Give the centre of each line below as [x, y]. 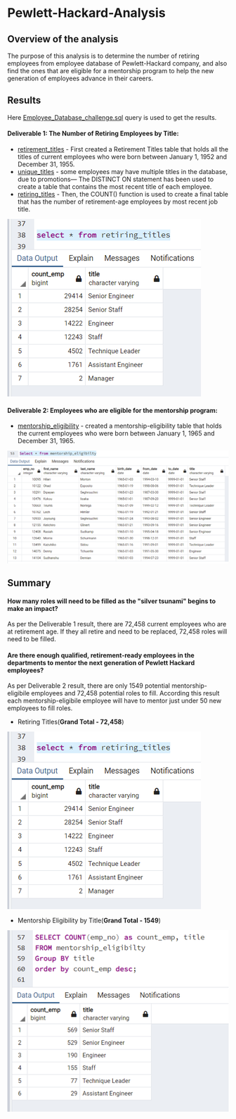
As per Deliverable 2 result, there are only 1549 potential [89, 686]
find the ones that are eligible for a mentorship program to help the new [111, 71]
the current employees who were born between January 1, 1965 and [116, 433]
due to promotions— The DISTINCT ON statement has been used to [116, 179]
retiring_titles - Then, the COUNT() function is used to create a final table [123, 194]
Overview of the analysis [63, 39]
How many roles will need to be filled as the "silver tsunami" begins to [112, 601]
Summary [29, 583]
